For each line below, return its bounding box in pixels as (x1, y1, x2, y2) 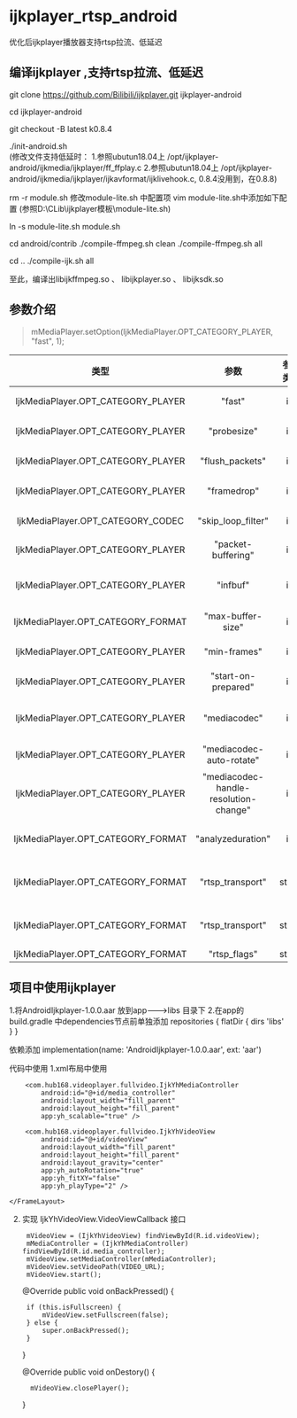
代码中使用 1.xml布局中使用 (9, 1063, 108, 1074)
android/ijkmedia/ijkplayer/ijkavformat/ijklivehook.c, (9, 173, 197, 183)
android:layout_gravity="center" (41, 1158, 164, 1167)
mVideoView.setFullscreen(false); (42, 1311, 170, 1320)
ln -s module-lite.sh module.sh (9, 221, 121, 231)
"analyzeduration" (195, 832, 271, 845)
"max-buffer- (203, 610, 263, 622)
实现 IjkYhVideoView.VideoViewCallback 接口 (21, 1214, 187, 1225)
